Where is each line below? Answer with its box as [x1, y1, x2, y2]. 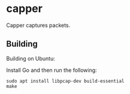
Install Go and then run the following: [6, 66, 97, 74]
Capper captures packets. [6, 22, 71, 29]
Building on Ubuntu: [6, 54, 56, 62]
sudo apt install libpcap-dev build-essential [6, 78, 125, 84]
